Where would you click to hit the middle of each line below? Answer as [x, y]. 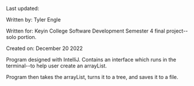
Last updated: [23, 8]
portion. [27, 37]
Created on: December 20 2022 [44, 48]
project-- [177, 31]
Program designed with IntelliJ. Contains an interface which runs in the [91, 60]
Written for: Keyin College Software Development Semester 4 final [86, 31]
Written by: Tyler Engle [34, 19]
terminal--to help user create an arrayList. [56, 66]
